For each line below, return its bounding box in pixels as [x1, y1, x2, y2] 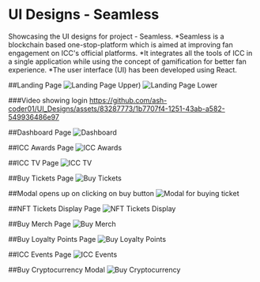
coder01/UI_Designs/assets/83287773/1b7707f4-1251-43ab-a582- [8, 104, 225, 113]
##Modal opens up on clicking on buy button [8, 188, 155, 198]
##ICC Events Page [8, 250, 72, 259]
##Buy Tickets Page [8, 173, 74, 183]
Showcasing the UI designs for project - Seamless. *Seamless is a [8, 32, 224, 41]
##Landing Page [8, 80, 62, 90]
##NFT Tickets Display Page [8, 203, 101, 213]
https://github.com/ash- [89, 95, 168, 105]
